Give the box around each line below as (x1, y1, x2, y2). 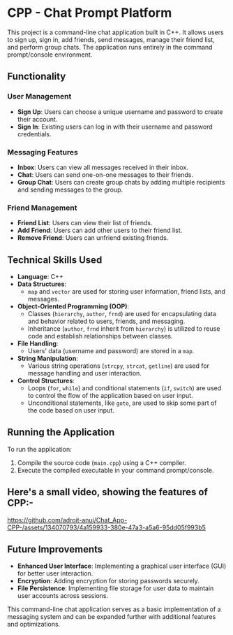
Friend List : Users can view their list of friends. (17, 219, 153, 227)
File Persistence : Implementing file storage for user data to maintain (17, 584, 214, 592)
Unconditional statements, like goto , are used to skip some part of (27, 399, 217, 407)
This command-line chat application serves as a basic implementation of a (7, 605, 221, 613)
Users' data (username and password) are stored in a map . (27, 347, 195, 355)
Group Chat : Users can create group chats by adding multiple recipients (17, 178, 225, 186)
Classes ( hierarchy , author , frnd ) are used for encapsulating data (27, 310, 216, 318)
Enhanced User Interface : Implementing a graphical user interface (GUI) (17, 562, 227, 571)
